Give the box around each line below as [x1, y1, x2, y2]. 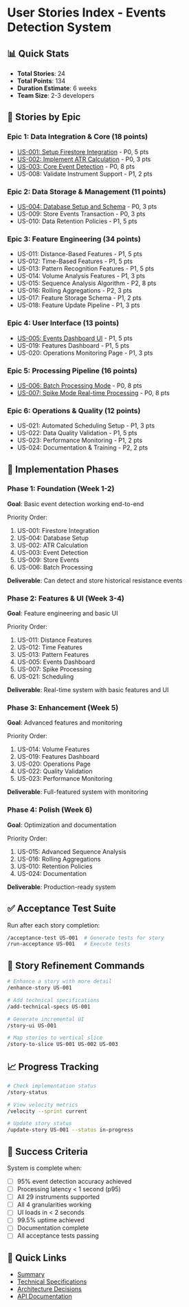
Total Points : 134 [16, 77, 66, 85]
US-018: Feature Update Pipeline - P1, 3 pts [16, 301, 140, 309]
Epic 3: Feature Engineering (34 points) [7, 234, 141, 244]
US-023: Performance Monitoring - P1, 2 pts [16, 436, 143, 445]
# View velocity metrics [7, 1101, 78, 1108]
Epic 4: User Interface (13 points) [7, 318, 120, 328]
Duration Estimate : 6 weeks [16, 84, 98, 92]
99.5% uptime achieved [16, 1216, 85, 1224]
